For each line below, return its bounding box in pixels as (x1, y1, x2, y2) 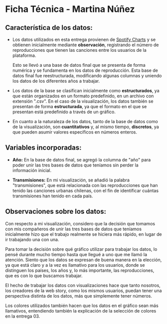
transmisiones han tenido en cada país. (12, 193, 93, 199)
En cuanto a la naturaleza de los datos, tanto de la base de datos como (12, 119, 158, 124)
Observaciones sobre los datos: (5, 207, 106, 216)
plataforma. (12, 52, 36, 58)
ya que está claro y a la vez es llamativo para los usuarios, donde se (5, 262, 145, 268)
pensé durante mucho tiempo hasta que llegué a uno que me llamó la (5, 251, 148, 257)
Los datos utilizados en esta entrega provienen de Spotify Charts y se (12, 36, 156, 42)
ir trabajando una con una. (5, 236, 59, 242)
